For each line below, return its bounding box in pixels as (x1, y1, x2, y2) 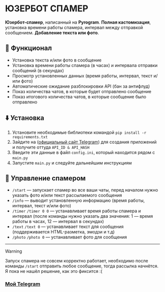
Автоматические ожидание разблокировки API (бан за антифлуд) (12, 83, 150, 89)
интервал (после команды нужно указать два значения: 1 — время (12, 213, 153, 219)
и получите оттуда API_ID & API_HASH (12, 144, 90, 150)
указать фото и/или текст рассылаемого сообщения (12, 193, 122, 198)
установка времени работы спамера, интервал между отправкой (5, 24, 143, 30)
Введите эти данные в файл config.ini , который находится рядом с (12, 149, 155, 155)
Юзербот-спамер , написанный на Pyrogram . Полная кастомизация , (5, 19, 151, 25)
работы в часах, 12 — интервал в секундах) (12, 219, 104, 225)
